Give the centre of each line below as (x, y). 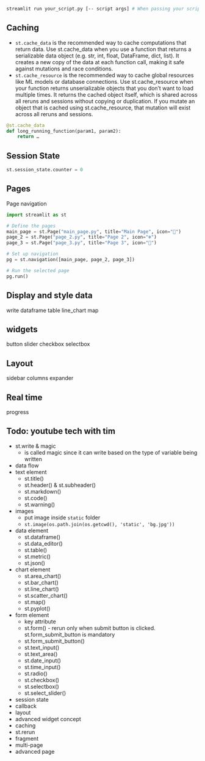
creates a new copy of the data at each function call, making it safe (100, 62)
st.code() (36, 498)
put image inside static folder (62, 518)
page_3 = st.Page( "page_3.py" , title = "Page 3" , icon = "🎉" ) (81, 243)
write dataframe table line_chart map (52, 310)
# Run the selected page (38, 270)
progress (18, 412)
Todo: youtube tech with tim (61, 431)
